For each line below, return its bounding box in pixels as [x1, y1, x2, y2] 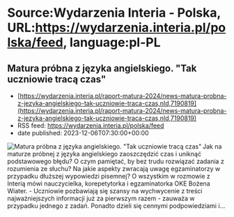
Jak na [203, 142, 222, 151]
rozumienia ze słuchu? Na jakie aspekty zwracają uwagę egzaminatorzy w [7, 165, 221, 172]
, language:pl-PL [63, 35, 161, 50]
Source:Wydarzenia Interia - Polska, [7, 5, 221, 21]
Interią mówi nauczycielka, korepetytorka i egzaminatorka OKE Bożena [7, 179, 210, 188]
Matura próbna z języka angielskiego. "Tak [7, 62, 197, 74]
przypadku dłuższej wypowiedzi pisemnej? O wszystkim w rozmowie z [7, 172, 211, 180]
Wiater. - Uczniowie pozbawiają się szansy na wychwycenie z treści [7, 187, 203, 195]
